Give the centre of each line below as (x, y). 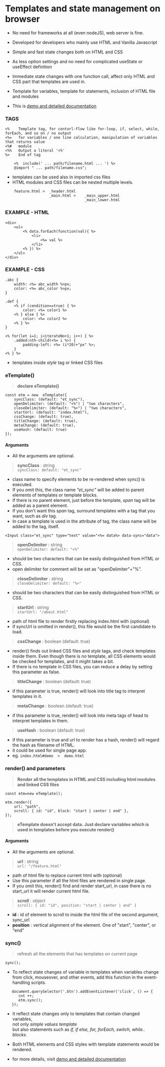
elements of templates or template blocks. (55, 495)
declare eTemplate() (38, 386)
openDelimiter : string (40, 545)
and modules (25, 96)
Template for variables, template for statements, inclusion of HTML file (84, 91)
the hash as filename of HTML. (43, 745)
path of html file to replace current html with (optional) (67, 875)
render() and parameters (35, 769)
